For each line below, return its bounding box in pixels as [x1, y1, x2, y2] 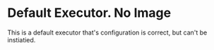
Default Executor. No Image [7, 5, 172, 21]
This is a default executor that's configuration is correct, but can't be [7, 28, 208, 37]
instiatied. [7, 35, 36, 44]
